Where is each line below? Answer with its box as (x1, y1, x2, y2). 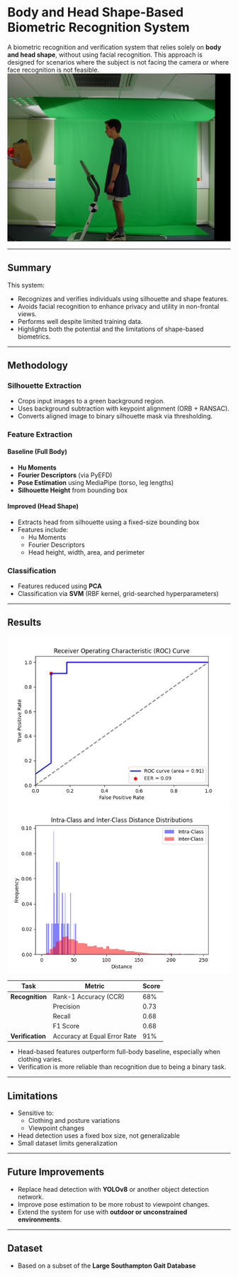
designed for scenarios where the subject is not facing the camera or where (7, 58, 229, 66)
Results (7, 616, 42, 629)
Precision (52, 1002, 80, 1011)
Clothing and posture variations (28, 1116, 120, 1124)
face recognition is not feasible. (7, 65, 100, 74)
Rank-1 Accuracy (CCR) (52, 992, 125, 1001)
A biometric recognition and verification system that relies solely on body (7, 43, 222, 51)
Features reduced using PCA (17, 582, 103, 590)
